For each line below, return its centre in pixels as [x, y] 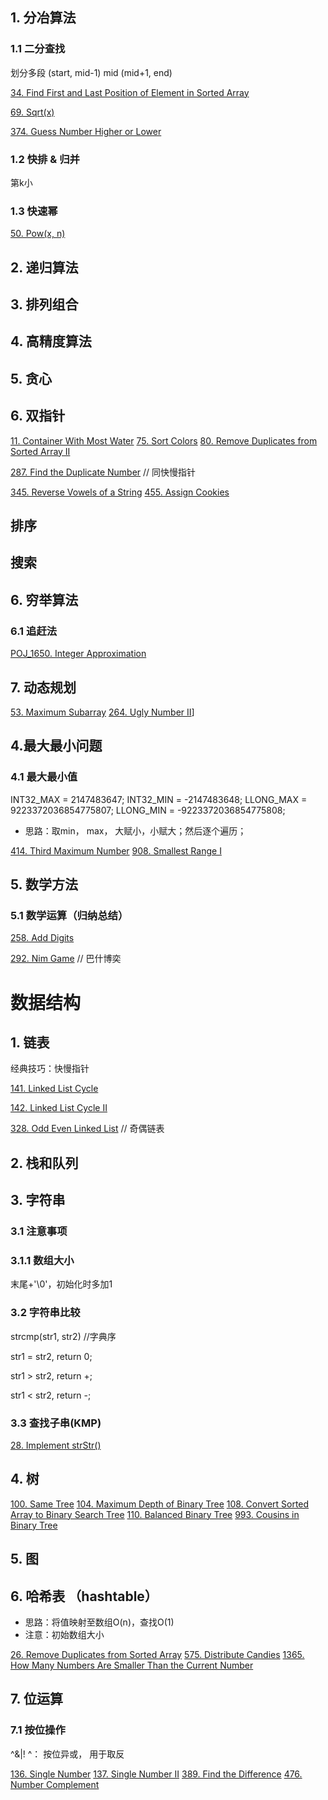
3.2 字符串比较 [45, 1313]
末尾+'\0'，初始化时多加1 [61, 1284]
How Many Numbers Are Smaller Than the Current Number [132, 1665]
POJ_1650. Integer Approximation [78, 654]
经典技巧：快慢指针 [50, 1069]
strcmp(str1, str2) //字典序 [63, 1336]
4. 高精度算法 [51, 341]
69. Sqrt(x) [32, 112]
